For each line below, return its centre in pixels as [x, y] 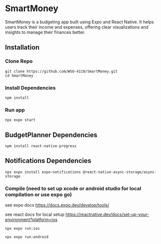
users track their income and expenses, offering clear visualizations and [77, 27]
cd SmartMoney [19, 76]
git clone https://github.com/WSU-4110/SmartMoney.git [61, 71]
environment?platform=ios [31, 220]
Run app [15, 110]
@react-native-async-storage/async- [120, 172]
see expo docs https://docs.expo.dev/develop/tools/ [57, 205]
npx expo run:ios [22, 228]
